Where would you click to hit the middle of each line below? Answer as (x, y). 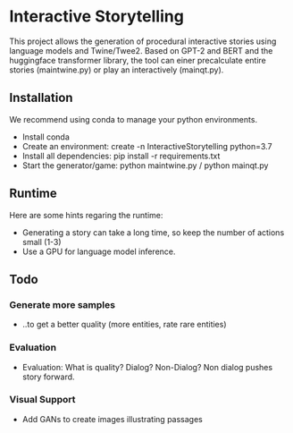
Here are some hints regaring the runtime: (86, 215)
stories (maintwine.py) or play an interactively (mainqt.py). (117, 70)
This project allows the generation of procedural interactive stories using (143, 41)
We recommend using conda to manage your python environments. (133, 119)
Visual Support (42, 400)
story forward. (48, 377)
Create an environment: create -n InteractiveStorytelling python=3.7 (147, 146)
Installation (41, 98)
